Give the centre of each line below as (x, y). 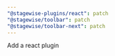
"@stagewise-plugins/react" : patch (58, 13)
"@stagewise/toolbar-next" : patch (56, 26)
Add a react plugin (33, 46)
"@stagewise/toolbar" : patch (49, 20)
